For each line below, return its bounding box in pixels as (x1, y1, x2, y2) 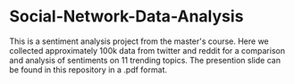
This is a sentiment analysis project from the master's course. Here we (9, 36, 270, 46)
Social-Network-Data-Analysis (9, 6, 244, 27)
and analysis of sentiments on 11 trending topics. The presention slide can (9, 55, 281, 65)
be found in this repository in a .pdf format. (9, 64, 168, 75)
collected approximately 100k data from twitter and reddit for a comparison (9, 45, 286, 55)
